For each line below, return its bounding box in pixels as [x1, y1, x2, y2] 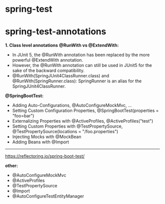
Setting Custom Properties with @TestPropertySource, [12, 123, 123, 129]
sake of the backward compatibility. [12, 68, 85, 73]
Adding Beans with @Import [12, 139, 69, 145]
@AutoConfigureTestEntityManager [12, 193, 84, 199]
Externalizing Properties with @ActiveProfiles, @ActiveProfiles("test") [12, 118, 154, 124]
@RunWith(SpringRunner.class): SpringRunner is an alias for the [12, 78, 142, 84]
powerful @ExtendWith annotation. [12, 57, 83, 63]
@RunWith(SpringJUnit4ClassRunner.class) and [12, 73, 110, 79]
